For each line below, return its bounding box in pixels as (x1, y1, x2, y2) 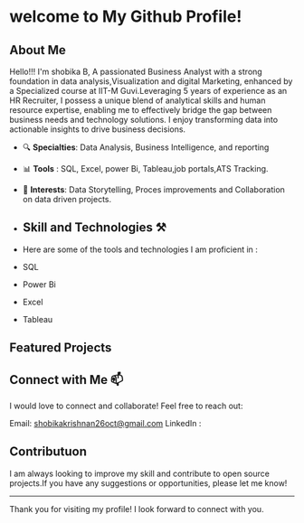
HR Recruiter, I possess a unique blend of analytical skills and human (9, 95, 266, 106)
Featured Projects (9, 341, 112, 356)
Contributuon (9, 444, 88, 460)
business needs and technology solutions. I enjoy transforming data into (9, 115, 279, 125)
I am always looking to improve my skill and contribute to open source (9, 468, 270, 479)
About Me (9, 42, 66, 58)
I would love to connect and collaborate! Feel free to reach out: (9, 400, 243, 412)
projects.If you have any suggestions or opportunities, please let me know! (9, 477, 288, 489)
